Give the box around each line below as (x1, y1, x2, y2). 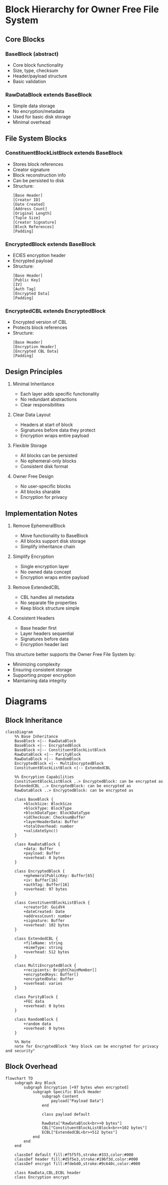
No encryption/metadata (12, 108, 65, 114)
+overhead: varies (23, 981, 63, 986)
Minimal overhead (12, 119, 51, 125)
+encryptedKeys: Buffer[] (23, 972, 79, 977)
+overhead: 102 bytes (23, 923, 70, 928)
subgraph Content (41, 1094, 79, 1099)
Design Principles (5, 367, 63, 376)
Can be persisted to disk (12, 177, 64, 183)
